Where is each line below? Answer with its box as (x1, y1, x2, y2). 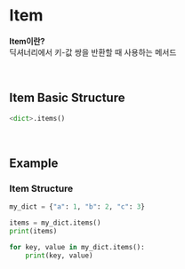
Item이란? (9, 36, 45, 46)
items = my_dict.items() (9, 218, 101, 227)
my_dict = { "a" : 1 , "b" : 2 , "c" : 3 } (9, 202, 145, 211)
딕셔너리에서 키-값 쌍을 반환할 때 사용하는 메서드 (9, 46, 177, 58)
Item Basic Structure (9, 91, 125, 106)
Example (9, 156, 59, 171)
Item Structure (9, 182, 74, 194)
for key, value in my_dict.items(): (9, 242, 145, 251)
